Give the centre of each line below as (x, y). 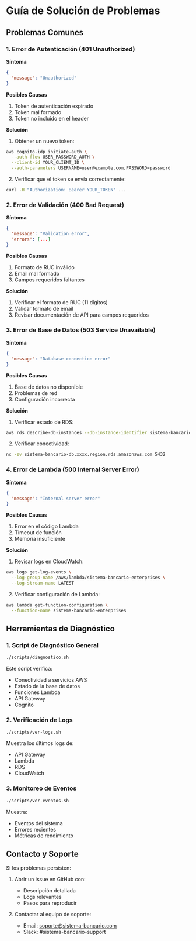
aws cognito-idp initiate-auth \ (47, 152)
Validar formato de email (44, 308)
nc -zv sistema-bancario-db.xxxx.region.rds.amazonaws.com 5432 (86, 455)
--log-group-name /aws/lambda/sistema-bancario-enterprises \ (88, 578)
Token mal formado (38, 112)
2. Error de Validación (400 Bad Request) (65, 205)
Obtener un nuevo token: (44, 141)
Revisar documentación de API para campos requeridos (82, 315)
